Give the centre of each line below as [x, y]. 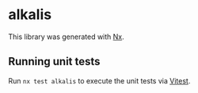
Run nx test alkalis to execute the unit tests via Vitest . [99, 80]
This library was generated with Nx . [66, 37]
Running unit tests [54, 62]
